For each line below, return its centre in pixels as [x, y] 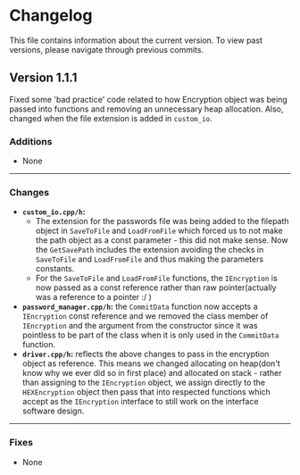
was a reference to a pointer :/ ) [93, 297]
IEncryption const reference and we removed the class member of [145, 316]
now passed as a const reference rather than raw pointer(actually [156, 287]
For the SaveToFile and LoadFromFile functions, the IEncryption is [157, 279]
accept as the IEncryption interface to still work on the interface [140, 402]
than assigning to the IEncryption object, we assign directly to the [144, 383]
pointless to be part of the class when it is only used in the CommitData [150, 335]
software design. [53, 411]
